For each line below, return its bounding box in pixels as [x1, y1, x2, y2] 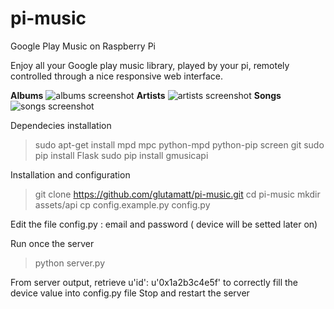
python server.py [34, 257, 106, 269]
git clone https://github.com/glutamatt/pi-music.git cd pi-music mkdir [34, 188, 321, 200]
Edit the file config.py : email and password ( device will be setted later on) [10, 218, 318, 230]
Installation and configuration [10, 168, 131, 181]
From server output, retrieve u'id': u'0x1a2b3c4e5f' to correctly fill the [10, 276, 299, 288]
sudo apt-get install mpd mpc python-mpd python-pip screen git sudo [34, 138, 325, 151]
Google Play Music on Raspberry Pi [10, 40, 156, 52]
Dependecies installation [10, 119, 112, 131]
